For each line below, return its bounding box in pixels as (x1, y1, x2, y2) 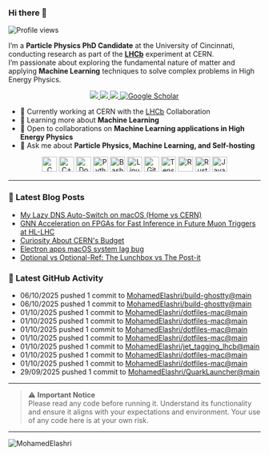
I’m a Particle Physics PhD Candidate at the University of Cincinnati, (8, 41, 235, 50)
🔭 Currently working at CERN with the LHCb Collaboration (19, 107, 211, 117)
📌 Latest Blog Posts (8, 192, 86, 203)
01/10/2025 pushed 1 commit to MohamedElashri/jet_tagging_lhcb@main (19, 341, 260, 351)
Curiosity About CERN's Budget (19, 235, 125, 245)
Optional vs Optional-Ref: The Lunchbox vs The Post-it (19, 252, 202, 262)
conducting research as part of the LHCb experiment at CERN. (8, 50, 215, 59)
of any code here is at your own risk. (27, 415, 149, 425)
